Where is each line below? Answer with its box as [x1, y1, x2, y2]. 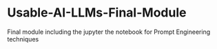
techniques [7, 35, 39, 43]
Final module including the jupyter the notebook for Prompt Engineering [7, 28, 211, 36]
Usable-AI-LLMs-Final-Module [7, 5, 187, 21]
